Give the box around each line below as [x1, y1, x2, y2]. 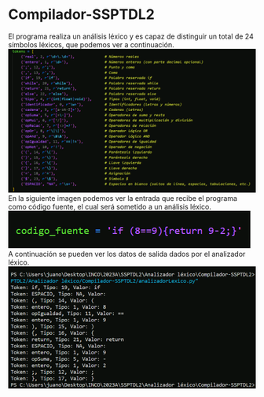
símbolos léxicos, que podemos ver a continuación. [8, 39, 174, 49]
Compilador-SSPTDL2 [8, 6, 156, 24]
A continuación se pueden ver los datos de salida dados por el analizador [8, 249, 246, 258]
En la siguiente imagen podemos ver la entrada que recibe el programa [8, 193, 238, 202]
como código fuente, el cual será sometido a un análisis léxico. [8, 202, 212, 211]
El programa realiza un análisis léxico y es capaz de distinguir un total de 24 [8, 32, 254, 41]
